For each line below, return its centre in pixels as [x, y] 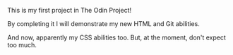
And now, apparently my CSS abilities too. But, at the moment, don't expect [116, 37]
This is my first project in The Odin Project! [70, 10]
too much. [22, 45]
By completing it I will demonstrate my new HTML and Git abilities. [103, 24]
